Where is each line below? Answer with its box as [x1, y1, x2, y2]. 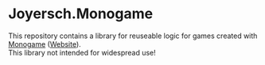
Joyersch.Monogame [8, 5, 154, 23]
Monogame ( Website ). [8, 39, 81, 48]
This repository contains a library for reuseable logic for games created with [8, 31, 258, 40]
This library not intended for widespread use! [8, 48, 157, 57]
